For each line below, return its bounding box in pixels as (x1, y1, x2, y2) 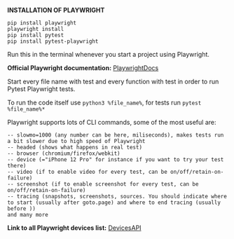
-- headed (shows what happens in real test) (7, 144, 142, 151)
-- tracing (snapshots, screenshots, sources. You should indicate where (7, 193, 228, 200)
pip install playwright (7, 20, 77, 27)
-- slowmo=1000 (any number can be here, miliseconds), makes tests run (7, 132, 224, 139)
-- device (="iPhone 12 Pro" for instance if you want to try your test (7, 156, 224, 163)
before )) (7, 205, 36, 212)
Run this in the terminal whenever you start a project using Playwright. (7, 50, 210, 58)
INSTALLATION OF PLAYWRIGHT (7, 6, 105, 14)
